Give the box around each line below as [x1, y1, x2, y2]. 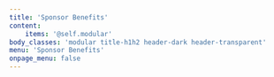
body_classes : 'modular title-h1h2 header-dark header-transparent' [9, 37, 267, 47]
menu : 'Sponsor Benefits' [9, 46, 104, 55]
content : [9, 21, 42, 30]
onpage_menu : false [9, 54, 81, 63]
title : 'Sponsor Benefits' [9, 12, 109, 22]
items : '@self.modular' [25, 29, 113, 38]
